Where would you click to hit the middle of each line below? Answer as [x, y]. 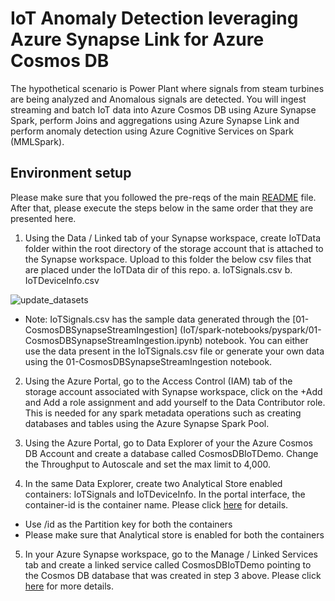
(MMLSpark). [37, 141]
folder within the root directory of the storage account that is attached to [174, 248]
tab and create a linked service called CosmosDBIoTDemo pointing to [168, 564]
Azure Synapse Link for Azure [137, 39]
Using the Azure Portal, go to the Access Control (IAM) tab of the [158, 381]
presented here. [43, 218]
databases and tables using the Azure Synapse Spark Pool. [147, 423]
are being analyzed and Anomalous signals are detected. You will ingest [158, 99]
